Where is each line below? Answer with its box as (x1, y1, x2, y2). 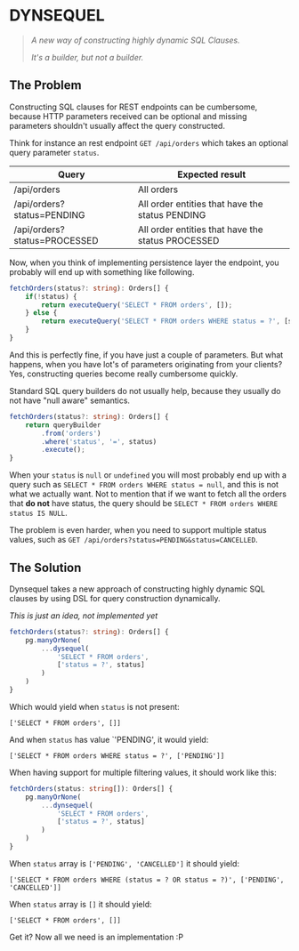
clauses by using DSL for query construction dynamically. (9, 592, 221, 603)
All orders (137, 183, 179, 196)
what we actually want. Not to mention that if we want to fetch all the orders (9, 488, 287, 499)
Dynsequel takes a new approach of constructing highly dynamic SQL (9, 584, 265, 594)
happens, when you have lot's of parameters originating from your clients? (9, 359, 283, 369)
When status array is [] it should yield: (9, 899, 152, 909)
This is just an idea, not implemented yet (9, 610, 158, 621)
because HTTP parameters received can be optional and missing (9, 110, 247, 121)
